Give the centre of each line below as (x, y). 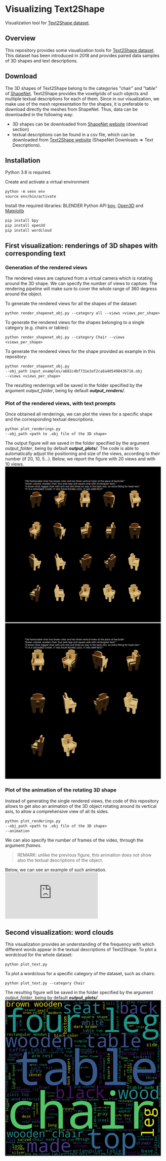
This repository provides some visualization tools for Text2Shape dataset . (80, 50)
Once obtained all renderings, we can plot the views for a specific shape (79, 414)
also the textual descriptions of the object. (60, 860)
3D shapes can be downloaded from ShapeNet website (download (80, 124)
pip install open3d (25, 226)
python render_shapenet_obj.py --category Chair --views (65, 337)
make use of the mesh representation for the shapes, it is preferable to (77, 104)
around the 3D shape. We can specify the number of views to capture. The (81, 284)
